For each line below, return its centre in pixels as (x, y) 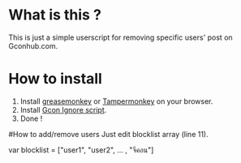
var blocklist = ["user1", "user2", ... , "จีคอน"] (81, 150)
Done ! (31, 118)
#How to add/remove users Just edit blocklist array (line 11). (108, 134)
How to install (56, 79)
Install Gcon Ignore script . (63, 109)
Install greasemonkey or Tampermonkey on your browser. (116, 101)
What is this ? (55, 15)
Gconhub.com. (33, 45)
